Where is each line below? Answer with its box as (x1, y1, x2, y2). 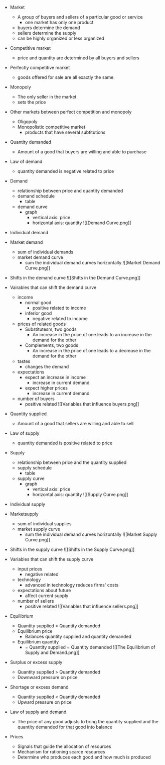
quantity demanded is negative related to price (17, 168, 114, 174)
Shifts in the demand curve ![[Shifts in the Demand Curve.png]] (10, 275, 141, 280)
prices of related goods (17, 321, 66, 327)
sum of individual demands (17, 249, 74, 255)
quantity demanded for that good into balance (17, 724, 113, 730)
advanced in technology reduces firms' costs (25, 582, 119, 588)
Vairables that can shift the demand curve (10, 284, 97, 291)
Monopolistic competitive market (17, 124, 86, 130)
